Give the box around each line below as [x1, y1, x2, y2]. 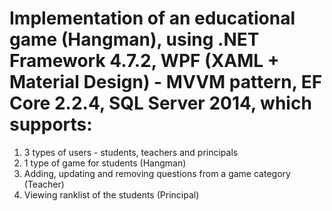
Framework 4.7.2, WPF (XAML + [9, 50, 280, 72]
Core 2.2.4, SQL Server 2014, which [9, 92, 312, 115]
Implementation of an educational [9, 7, 296, 30]
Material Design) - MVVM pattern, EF [9, 71, 323, 94]
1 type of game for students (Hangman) [23, 157, 187, 169]
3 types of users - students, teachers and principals [23, 146, 239, 158]
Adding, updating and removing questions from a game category [23, 167, 291, 179]
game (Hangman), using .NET [9, 28, 260, 51]
